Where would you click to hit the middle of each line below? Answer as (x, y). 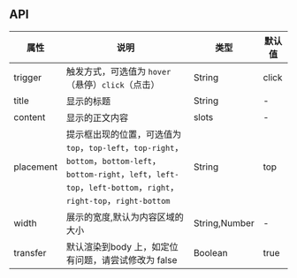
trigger (28, 77)
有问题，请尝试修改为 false (122, 259)
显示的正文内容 (97, 117)
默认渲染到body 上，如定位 (122, 246)
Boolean (210, 252)
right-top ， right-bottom (118, 200)
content (30, 116)
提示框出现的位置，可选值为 (124, 134)
